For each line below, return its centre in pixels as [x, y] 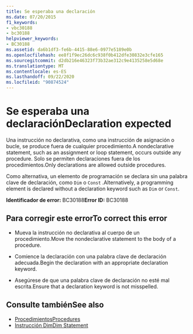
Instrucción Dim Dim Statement [51, 325]
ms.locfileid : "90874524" [37, 83]
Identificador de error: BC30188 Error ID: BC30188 [67, 200]
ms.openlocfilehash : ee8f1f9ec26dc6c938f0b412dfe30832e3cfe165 [85, 55]
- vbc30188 [19, 28]
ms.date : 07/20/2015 [31, 17]
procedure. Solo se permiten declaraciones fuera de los [73, 158]
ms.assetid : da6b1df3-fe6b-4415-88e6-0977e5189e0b [69, 50]
